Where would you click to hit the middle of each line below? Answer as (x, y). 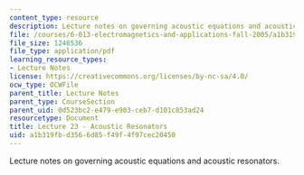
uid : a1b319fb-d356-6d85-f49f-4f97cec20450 (93, 135)
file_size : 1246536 (46, 43)
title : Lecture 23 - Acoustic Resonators (89, 127)
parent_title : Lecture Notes (64, 93)
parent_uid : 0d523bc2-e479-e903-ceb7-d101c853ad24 (107, 110)
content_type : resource (54, 18)
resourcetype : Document (54, 118)
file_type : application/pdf (62, 51)
